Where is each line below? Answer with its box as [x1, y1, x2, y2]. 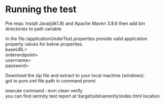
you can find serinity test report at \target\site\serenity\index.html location [5, 93, 160, 99]
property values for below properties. [5, 41, 84, 47]
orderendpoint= [5, 52, 38, 58]
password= [5, 62, 29, 68]
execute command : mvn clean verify [5, 87, 83, 93]
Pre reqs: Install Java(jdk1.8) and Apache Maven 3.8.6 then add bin [5, 20, 146, 26]
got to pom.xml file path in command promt [5, 78, 96, 84]
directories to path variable [5, 25, 62, 31]
